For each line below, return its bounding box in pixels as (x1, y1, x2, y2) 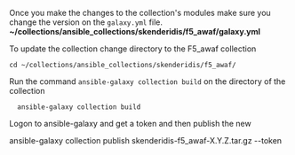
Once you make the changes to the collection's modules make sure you (9, 8, 271, 18)
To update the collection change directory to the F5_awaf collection (9, 43, 257, 54)
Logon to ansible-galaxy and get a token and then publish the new (9, 119, 251, 128)
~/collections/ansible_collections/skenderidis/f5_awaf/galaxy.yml (9, 27, 260, 36)
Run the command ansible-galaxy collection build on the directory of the (9, 76, 286, 87)
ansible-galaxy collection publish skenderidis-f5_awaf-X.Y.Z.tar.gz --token (9, 136, 283, 145)
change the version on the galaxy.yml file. (9, 17, 163, 27)
